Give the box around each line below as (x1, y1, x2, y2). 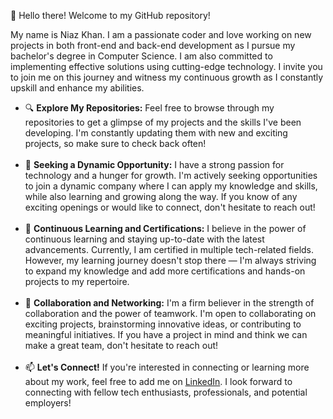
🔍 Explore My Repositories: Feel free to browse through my (24, 102, 275, 114)
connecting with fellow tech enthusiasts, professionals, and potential (24, 386, 308, 398)
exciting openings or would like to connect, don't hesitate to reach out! (24, 201, 316, 213)
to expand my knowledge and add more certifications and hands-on (24, 265, 306, 277)
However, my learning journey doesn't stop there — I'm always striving (24, 255, 317, 266)
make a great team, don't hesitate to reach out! (24, 340, 219, 351)
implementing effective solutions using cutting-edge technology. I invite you (10, 61, 323, 72)
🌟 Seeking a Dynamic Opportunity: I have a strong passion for (24, 159, 285, 170)
